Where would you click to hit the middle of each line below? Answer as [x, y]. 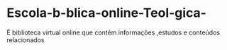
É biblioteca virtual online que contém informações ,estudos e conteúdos [113, 32]
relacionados [26, 39]
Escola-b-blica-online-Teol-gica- [107, 13]
